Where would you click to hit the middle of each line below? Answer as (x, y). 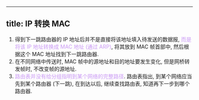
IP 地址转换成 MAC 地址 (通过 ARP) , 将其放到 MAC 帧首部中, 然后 (105, 46)
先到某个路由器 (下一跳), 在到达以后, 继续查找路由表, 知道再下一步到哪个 (102, 83)
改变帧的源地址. (57, 69)
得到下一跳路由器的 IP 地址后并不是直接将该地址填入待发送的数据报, (97, 39)
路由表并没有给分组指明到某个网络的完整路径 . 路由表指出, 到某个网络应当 (103, 76)
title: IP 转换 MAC (38, 24)
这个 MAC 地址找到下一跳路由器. (59, 54)
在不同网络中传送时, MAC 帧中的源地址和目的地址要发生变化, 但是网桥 (99, 61)
